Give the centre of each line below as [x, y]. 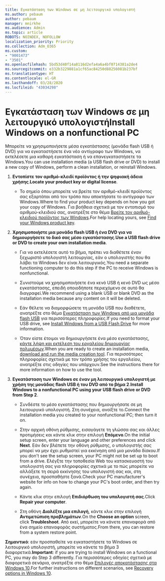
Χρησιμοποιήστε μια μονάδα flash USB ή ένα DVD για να [72, 232]
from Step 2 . [25, 395]
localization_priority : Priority [39, 42]
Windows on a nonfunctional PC [72, 133]
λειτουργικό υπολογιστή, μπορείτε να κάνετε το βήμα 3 [62, 547]
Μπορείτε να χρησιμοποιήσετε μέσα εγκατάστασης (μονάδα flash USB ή [79, 146]
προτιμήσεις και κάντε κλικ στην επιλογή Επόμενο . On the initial [85, 435]
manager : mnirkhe [23, 23]
